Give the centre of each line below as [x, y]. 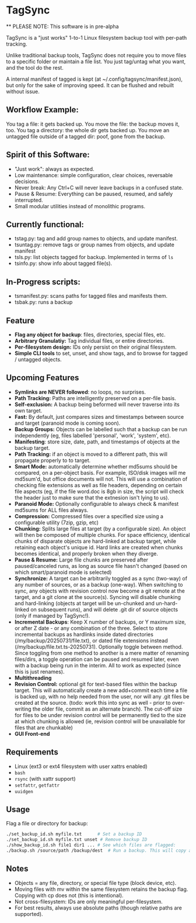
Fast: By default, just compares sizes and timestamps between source [99, 416]
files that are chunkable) [43, 727]
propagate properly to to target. [52, 460]
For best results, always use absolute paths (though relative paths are [98, 908]
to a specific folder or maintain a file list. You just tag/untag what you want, [96, 61]
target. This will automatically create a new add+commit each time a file [101, 690]
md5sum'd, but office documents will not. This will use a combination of [101, 479]
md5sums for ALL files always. [51, 510]
